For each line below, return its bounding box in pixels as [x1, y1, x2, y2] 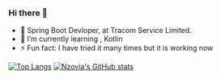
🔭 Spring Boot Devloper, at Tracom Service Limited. [19, 26, 192, 35]
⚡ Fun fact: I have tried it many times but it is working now [19, 44, 214, 53]
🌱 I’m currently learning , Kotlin [19, 34, 123, 44]
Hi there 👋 [8, 7, 49, 19]
